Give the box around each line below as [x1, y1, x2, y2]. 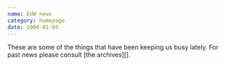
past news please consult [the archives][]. [7, 50, 131, 59]
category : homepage [7, 17, 65, 24]
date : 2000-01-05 [7, 23, 59, 31]
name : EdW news [7, 10, 53, 18]
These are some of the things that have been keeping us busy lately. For [7, 43, 219, 52]
